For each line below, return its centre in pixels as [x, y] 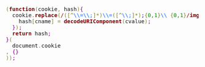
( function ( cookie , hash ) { [45, 9]
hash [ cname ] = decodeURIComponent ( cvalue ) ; [85, 21]
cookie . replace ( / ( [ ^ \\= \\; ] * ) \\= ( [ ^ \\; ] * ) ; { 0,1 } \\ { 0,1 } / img [106, 15]
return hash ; [32, 33]
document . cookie [36, 46]
